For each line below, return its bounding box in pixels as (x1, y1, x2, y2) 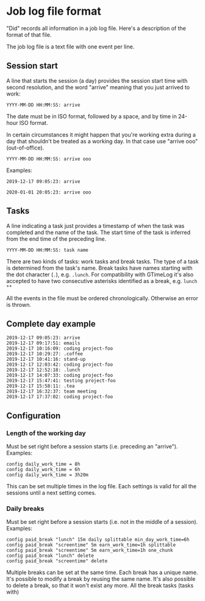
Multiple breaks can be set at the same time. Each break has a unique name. (6, 569, 198, 576)
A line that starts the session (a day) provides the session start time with (6, 77, 188, 84)
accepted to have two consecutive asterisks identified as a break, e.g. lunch (6, 277, 198, 284)
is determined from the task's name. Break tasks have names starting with (6, 264, 193, 271)
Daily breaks (6, 504, 45, 513)
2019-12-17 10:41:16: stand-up (6, 357, 86, 363)
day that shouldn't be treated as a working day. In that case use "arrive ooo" (6, 137, 198, 145)
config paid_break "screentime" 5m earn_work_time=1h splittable (6, 542, 176, 548)
